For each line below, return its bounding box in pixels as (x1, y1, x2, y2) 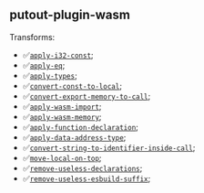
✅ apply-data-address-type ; (22, 132, 127, 143)
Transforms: (9, 31, 56, 42)
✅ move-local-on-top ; (22, 152, 102, 163)
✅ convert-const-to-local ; (22, 80, 123, 91)
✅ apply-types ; (22, 70, 77, 80)
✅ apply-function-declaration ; (22, 121, 139, 132)
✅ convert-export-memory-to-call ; (22, 91, 151, 102)
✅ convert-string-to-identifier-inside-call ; (22, 142, 196, 153)
